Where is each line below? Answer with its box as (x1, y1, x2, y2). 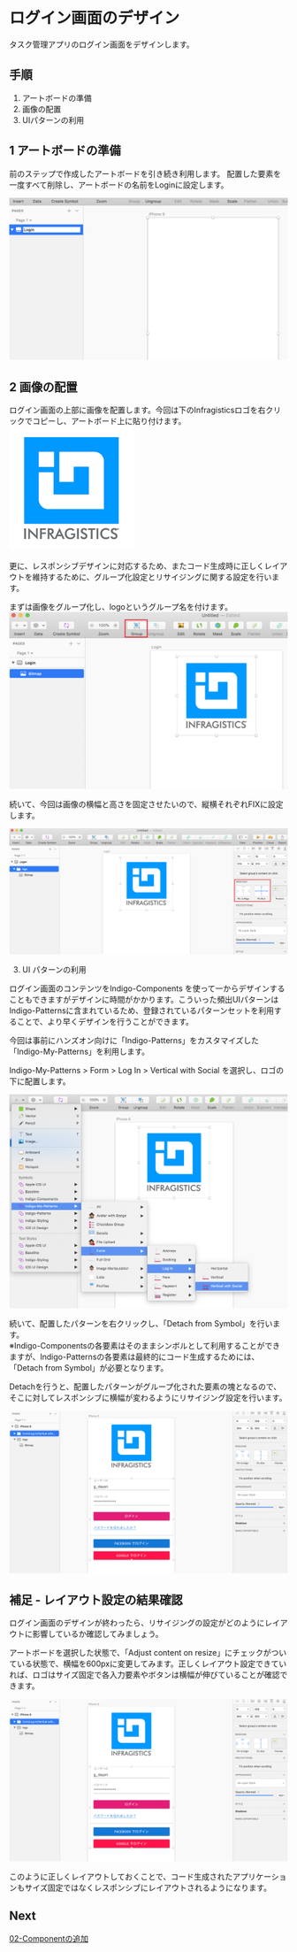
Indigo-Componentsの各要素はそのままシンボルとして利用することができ (13, 1341, 281, 1351)
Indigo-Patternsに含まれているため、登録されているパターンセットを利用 (9, 1005, 275, 1016)
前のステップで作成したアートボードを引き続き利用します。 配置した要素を (9, 168, 281, 179)
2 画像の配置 (9, 380, 78, 395)
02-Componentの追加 (9, 1933, 88, 1943)
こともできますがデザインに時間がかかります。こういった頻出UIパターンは (9, 994, 279, 1004)
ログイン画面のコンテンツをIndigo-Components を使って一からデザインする (9, 983, 286, 994)
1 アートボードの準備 (9, 143, 121, 158)
